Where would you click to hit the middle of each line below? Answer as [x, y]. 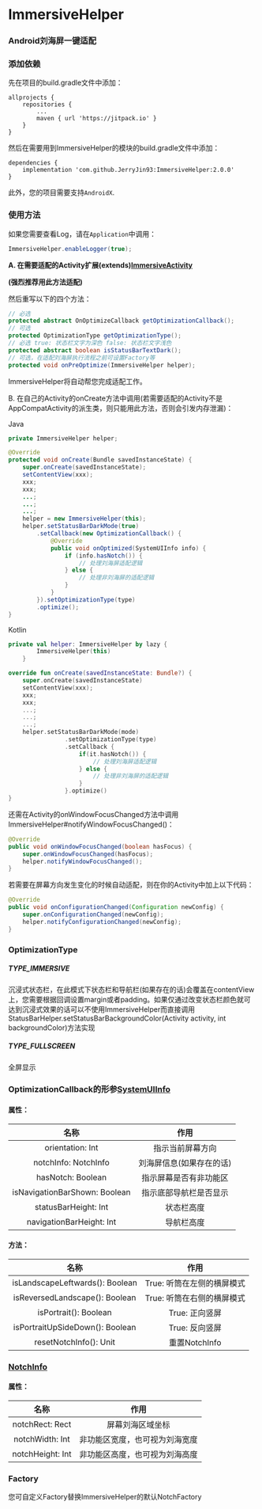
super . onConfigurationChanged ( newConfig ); [93, 915]
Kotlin [17, 629]
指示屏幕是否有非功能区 [185, 1177]
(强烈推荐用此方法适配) [45, 282]
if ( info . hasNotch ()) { [104, 556]
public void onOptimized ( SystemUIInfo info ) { [128, 548]
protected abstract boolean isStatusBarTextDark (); [95, 350]
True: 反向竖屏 [195, 1328]
